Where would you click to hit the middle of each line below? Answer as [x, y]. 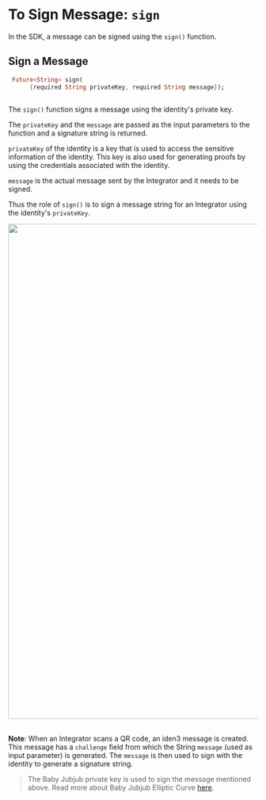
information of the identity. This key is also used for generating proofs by [127, 157]
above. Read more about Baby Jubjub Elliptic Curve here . [121, 788]
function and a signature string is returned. [78, 133]
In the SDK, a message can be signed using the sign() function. [112, 36]
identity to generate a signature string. [70, 764]
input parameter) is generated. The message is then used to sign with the [125, 756]
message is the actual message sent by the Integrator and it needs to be [123, 181]
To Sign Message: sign [84, 15]
